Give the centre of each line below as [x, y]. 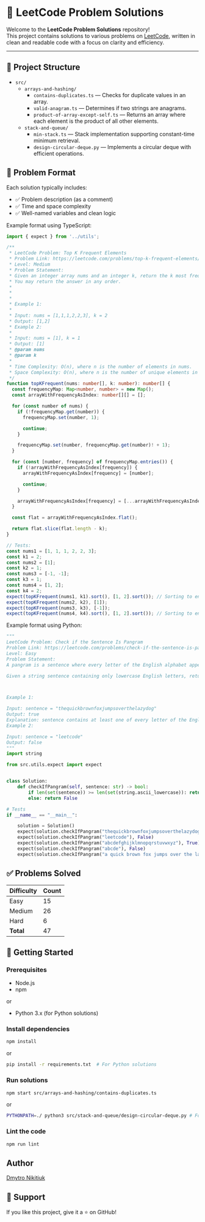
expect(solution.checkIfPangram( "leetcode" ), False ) [86, 837]
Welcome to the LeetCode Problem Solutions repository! [78, 29]
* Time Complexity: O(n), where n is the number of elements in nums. [100, 367]
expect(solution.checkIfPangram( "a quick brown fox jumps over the [105, 854]
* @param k [23, 356]
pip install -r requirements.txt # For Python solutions [81, 1065]
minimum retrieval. [57, 141]
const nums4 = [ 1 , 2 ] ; [35, 585]
